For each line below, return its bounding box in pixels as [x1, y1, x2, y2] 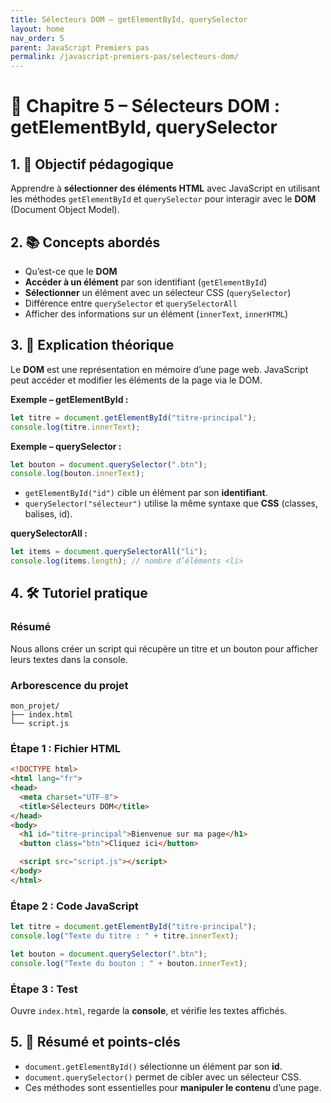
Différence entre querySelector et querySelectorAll [24, 297, 238, 309]
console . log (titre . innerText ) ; [10, 422, 141, 432]
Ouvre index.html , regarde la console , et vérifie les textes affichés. [10, 1004, 288, 1016]
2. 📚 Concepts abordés [10, 234, 161, 251]
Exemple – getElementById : [10, 393, 129, 405]
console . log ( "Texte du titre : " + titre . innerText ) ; [10, 931, 240, 941]
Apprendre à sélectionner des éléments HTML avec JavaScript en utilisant [10, 182, 321, 195]
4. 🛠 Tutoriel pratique [10, 585, 148, 602]
